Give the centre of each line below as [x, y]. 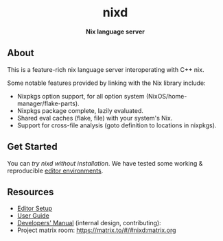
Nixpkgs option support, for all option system [81, 96]
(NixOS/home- [166, 96]
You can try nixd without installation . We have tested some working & [105, 163]
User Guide [33, 216]
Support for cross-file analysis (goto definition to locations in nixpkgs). [117, 125]
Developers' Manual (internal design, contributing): [89, 223]
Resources [31, 192]
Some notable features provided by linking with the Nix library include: [106, 83]
